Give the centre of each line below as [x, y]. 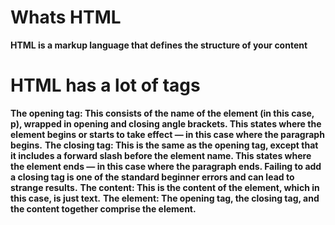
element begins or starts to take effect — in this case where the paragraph [167, 134]
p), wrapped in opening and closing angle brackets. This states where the [166, 123]
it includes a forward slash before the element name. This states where [161, 155]
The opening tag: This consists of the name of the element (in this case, [162, 113]
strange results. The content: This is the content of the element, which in [165, 187]
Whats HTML [66, 17]
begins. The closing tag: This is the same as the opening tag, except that [164, 145]
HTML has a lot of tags [105, 85]
